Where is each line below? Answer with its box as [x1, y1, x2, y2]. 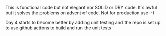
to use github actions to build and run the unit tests [5, 25, 111, 31]
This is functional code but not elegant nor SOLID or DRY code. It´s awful [5, 5, 157, 10]
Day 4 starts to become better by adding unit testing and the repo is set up [5, 20, 161, 25]
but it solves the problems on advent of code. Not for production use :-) [5, 10, 155, 16]
